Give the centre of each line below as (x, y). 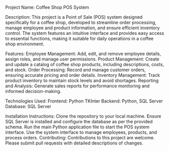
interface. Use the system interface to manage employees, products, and (81, 132)
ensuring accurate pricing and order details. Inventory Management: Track (83, 75)
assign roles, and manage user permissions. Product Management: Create (82, 59)
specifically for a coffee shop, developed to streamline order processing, (81, 22)
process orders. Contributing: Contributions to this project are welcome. (80, 138)
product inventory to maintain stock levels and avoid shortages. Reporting (82, 81)
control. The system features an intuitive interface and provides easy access (85, 33)
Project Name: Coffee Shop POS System (47, 7)
